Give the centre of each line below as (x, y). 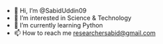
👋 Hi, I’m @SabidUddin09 (50, 11)
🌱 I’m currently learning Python (58, 25)
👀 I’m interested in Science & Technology (72, 18)
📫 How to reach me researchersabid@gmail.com (85, 33)
